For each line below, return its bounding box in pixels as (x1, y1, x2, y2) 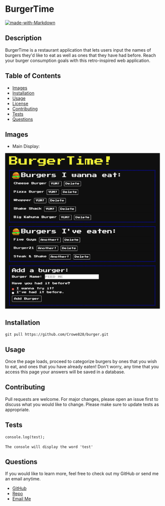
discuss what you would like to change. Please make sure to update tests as (5, 401, 159, 407)
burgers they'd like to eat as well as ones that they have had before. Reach (5, 52, 156, 58)
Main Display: (12, 144, 40, 149)
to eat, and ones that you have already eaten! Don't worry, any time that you (5, 363, 159, 369)
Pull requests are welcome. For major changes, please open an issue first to (5, 396, 159, 402)
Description (5, 34, 42, 42)
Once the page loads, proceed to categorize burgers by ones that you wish (5, 358, 157, 364)
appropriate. (5, 407, 30, 413)
